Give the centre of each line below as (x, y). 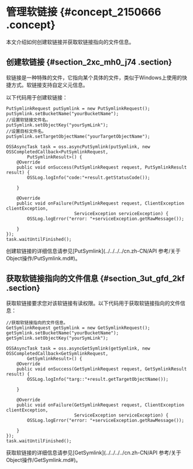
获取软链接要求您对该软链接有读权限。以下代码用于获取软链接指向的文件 (93, 303)
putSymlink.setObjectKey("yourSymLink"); (57, 125)
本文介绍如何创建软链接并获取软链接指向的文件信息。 (70, 42)
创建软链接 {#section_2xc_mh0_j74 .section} (89, 62)
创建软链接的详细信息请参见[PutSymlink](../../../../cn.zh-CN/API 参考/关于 (94, 251)
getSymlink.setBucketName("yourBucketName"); (62, 333)
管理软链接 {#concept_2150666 (84, 12)
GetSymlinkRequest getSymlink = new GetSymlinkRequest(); (78, 328)
